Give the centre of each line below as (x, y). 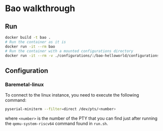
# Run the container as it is (36, 42)
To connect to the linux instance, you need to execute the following (72, 95)
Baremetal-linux (24, 84)
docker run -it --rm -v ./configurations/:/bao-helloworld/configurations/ (83, 56)
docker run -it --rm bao (30, 47)
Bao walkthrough (40, 8)
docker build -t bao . (28, 37)
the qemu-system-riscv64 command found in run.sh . (57, 123)
